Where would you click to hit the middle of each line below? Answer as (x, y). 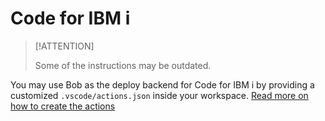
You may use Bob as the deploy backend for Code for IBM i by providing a (162, 84)
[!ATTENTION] (64, 46)
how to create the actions (63, 106)
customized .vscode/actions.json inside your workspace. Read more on (159, 95)
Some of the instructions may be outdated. (123, 65)
